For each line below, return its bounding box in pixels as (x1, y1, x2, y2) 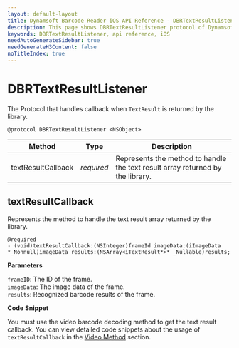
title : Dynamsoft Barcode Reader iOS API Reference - (7, 17, 171, 24)
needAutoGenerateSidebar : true (7, 37, 100, 44)
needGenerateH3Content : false (7, 43, 97, 51)
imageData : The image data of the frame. (7, 282, 126, 291)
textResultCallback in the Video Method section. (7, 332, 152, 341)
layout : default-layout (7, 10, 78, 18)
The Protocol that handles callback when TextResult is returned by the (7, 104, 215, 113)
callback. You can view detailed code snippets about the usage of (7, 325, 201, 334)
